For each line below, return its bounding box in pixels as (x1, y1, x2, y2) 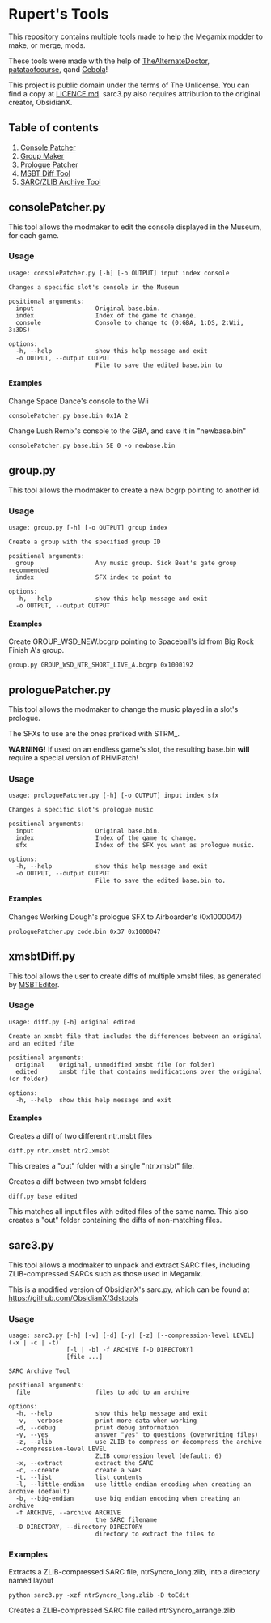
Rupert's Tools (8, 5, 109, 23)
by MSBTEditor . (8, 979, 60, 989)
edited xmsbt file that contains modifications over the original (15, 1067, 263, 1076)
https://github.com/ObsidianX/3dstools (8, 1293, 139, 1302)
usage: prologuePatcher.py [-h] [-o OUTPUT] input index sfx (8, 791, 219, 800)
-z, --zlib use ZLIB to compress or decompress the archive (15, 1438, 263, 1446)
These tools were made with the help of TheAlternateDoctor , (8, 56, 210, 66)
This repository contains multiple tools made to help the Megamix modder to (8, 32, 263, 41)
